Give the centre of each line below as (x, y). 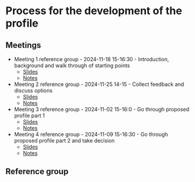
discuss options (33, 90)
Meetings (24, 45)
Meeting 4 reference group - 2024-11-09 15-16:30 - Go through (91, 134)
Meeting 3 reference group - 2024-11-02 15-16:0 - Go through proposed (102, 109)
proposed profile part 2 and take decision (65, 140)
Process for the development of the (94, 11)
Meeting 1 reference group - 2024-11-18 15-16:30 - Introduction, (91, 59)
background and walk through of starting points (72, 65)
